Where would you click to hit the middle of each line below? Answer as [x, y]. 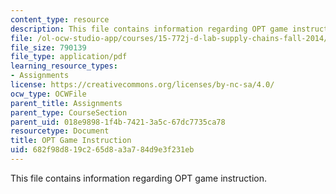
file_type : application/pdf [69, 57]
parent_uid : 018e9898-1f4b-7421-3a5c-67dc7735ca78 [118, 122]
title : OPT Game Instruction [71, 141]
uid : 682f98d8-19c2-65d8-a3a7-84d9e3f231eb [102, 150]
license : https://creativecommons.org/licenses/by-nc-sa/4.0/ [142, 85]
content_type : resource [60, 19]
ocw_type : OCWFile [48, 94]
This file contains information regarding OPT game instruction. [138, 178]
